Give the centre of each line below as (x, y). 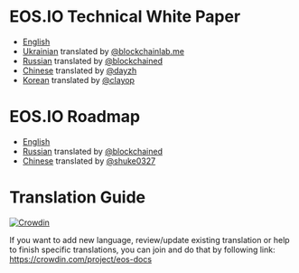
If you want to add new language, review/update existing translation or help (150, 240)
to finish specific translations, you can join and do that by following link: (142, 249)
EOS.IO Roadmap (75, 117)
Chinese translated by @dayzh (79, 71)
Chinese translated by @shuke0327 (89, 161)
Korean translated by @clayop (79, 80)
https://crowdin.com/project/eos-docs (80, 259)
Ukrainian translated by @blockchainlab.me (103, 51)
